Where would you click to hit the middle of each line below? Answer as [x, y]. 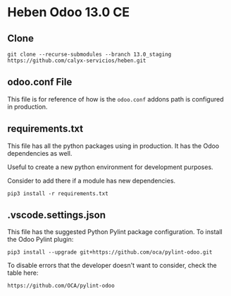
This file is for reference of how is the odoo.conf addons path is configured [115, 99]
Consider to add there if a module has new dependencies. [92, 180]
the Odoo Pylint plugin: [40, 240]
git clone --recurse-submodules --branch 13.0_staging [89, 54]
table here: [23, 273]
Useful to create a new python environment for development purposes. [110, 167]
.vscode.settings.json [57, 215]
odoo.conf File [40, 82]
